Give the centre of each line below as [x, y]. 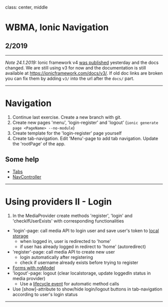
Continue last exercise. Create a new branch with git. [67, 117]
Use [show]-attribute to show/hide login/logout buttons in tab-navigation [87, 289]
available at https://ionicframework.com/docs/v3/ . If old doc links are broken [84, 73]
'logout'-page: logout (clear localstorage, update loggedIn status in [81, 273]
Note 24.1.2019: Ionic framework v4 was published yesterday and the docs [82, 62]
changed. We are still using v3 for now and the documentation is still [75, 68]
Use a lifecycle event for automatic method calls [69, 283]
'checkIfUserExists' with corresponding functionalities [68, 221]
